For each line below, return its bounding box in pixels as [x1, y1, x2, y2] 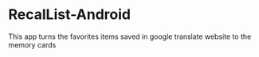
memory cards [8, 40, 57, 49]
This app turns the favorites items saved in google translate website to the [8, 32, 252, 41]
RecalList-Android [8, 6, 131, 24]
